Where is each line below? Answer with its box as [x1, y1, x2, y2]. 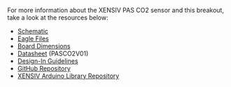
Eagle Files [17, 34, 49, 43]
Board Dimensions [17, 42, 71, 50]
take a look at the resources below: [7, 13, 108, 22]
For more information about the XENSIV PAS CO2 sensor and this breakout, [7, 6, 224, 14]
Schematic [17, 27, 49, 35]
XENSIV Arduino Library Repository [17, 72, 120, 80]
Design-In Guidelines [17, 57, 78, 65]
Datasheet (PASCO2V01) [17, 49, 89, 58]
